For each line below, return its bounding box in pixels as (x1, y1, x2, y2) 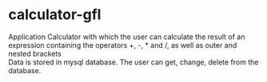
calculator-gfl (8, 6, 102, 24)
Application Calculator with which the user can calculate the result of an (8, 32, 245, 41)
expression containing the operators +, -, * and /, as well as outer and (8, 40, 237, 49)
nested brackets (8, 49, 62, 58)
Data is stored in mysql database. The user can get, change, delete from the (8, 57, 259, 67)
